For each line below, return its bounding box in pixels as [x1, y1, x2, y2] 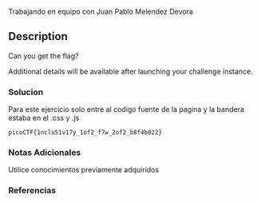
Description [8, 30, 68, 43]
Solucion [8, 86, 44, 97]
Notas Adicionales [8, 147, 81, 158]
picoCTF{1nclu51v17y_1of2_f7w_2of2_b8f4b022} [8, 129, 162, 137]
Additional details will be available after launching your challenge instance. [8, 66, 253, 76]
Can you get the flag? [8, 51, 79, 61]
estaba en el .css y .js [8, 113, 80, 123]
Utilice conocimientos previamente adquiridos [8, 165, 160, 175]
